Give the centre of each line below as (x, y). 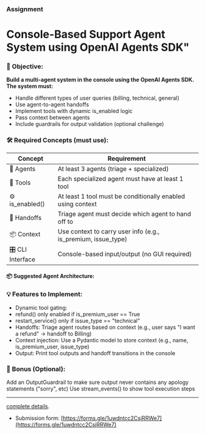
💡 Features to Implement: (45, 294)
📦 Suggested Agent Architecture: (50, 276)
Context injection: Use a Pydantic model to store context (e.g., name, (102, 340)
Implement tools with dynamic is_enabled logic (74, 111)
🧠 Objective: (25, 67)
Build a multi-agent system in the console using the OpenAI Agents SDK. (100, 80)
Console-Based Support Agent (86, 35)
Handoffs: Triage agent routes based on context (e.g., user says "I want (105, 327)
